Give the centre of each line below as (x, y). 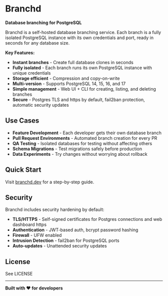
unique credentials (31, 73)
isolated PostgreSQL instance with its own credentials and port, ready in (79, 38)
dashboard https (29, 225)
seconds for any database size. (37, 43)
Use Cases (22, 121)
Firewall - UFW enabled (37, 235)
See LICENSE (19, 274)
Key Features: (20, 53)
